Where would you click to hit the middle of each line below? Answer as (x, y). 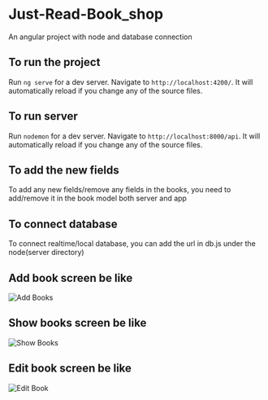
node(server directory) (46, 253)
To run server (43, 116)
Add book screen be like (71, 278)
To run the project (54, 62)
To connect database (63, 224)
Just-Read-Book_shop (86, 14)
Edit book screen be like (70, 369)
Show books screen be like (78, 323)
